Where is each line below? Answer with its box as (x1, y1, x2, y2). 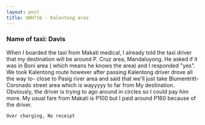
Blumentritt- (168, 75, 199, 82)
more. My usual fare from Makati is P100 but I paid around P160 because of (6, 94, 196, 102)
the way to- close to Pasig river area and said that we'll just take (6, 75, 168, 82)
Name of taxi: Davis (6, 35, 66, 44)
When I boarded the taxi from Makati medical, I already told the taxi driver (6, 48, 192, 56)
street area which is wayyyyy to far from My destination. (32, 81, 175, 89)
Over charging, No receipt (6, 113, 75, 119)
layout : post (6, 9, 40, 15)
